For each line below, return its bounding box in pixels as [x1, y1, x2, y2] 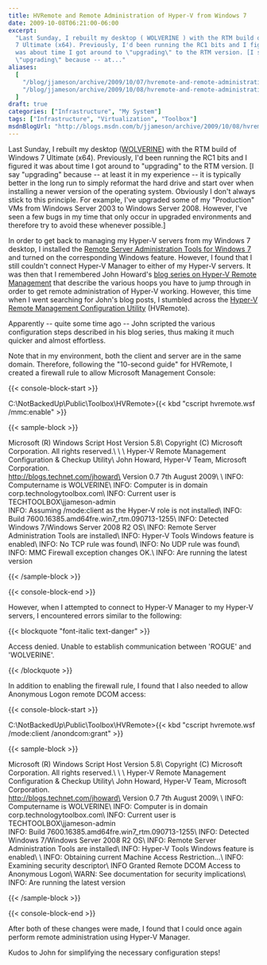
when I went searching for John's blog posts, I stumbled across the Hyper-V [8, 295, 258, 304]
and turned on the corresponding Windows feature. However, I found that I [8, 252, 253, 262]
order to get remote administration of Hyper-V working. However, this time [8, 286, 252, 296]
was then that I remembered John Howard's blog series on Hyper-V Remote [8, 269, 257, 279]
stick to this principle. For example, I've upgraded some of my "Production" [8, 195, 255, 204]
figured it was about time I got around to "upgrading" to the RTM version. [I [8, 161, 254, 171]
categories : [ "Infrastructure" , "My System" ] [8, 108, 161, 116]
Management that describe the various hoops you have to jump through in [8, 277, 251, 287]
